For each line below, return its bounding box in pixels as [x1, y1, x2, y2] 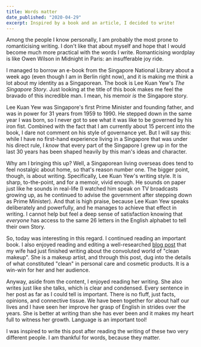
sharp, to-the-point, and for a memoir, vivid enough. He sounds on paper [6, 179, 187, 186]
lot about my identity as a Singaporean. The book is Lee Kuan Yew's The [6, 79, 185, 87]
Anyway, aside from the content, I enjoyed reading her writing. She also [6, 278, 182, 285]
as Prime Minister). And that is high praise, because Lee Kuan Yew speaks [6, 198, 189, 205]
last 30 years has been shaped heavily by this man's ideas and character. [6, 148, 187, 155]
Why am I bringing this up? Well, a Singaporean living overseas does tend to [6, 159, 194, 167]
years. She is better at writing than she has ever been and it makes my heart [6, 310, 194, 317]
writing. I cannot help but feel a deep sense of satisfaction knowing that [6, 210, 183, 218]
